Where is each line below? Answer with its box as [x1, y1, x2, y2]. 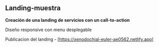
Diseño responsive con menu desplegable [5, 27, 92, 33]
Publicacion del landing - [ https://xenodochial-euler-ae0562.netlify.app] [5, 36, 154, 42]
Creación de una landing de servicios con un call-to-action [5, 17, 130, 23]
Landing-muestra [5, 4, 61, 12]
